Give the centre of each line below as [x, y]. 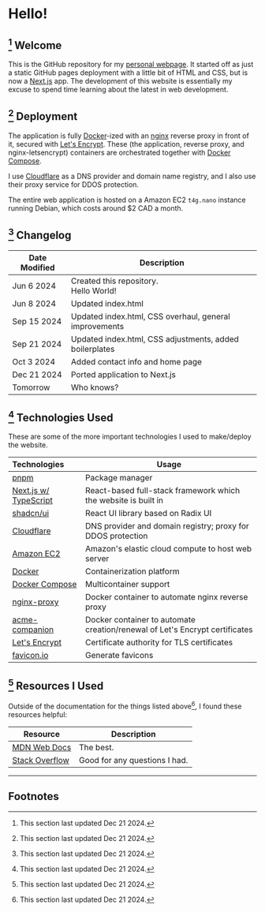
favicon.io [30, 656]
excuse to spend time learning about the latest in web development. [118, 89]
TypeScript [32, 500]
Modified [37, 267]
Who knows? [95, 387]
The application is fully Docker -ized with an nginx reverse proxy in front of [129, 136]
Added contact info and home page [136, 361]
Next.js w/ [31, 491]
